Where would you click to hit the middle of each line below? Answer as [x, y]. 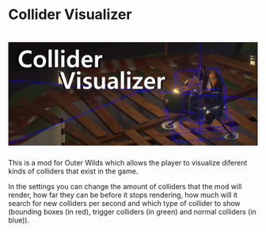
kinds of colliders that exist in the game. [73, 171]
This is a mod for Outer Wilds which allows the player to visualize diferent [128, 163]
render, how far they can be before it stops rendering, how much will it [123, 195]
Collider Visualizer [70, 15]
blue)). [19, 220]
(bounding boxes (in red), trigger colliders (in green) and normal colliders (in [133, 212]
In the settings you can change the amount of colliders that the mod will [125, 187]
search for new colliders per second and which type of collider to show [124, 203]
